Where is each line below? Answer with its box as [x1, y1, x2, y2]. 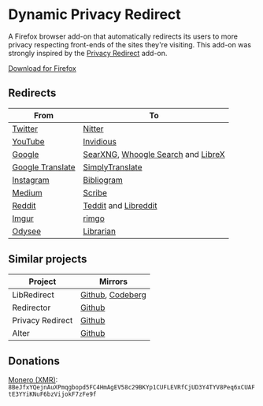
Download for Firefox [8, 63, 76, 73]
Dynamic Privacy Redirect [8, 6, 181, 24]
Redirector [12, 302, 51, 313]
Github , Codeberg [80, 289, 147, 300]
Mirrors [98, 276, 128, 287]
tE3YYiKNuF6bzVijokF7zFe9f [8, 390, 97, 399]
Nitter [83, 123, 104, 134]
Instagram [12, 174, 50, 185]
